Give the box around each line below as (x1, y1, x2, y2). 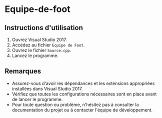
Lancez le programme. (11, 52, 58, 58)
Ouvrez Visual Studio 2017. (11, 36, 67, 42)
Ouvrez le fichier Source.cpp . (11, 47, 71, 53)
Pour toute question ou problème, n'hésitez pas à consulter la (11, 101, 139, 107)
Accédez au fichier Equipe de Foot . (11, 42, 85, 48)
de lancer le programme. (11, 96, 63, 102)
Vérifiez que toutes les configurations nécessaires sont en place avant (11, 91, 157, 97)
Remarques (4, 67, 41, 75)
